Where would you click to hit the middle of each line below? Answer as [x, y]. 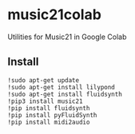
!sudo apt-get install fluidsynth [65, 94]
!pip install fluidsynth [49, 108]
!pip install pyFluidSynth [52, 115]
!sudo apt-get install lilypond [61, 87]
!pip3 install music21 [45, 101]
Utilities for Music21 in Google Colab [67, 37]
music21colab [54, 15]
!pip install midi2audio [49, 122]
